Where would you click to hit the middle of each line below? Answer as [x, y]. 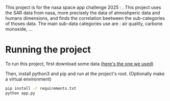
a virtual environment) [29, 79]
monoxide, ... [19, 29]
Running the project [48, 50]
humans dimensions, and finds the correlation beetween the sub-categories [85, 18]
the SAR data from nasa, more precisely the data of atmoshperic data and [83, 13]
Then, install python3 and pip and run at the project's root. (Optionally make [85, 73]
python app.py [20, 93]
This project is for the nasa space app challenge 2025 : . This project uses [83, 7]
